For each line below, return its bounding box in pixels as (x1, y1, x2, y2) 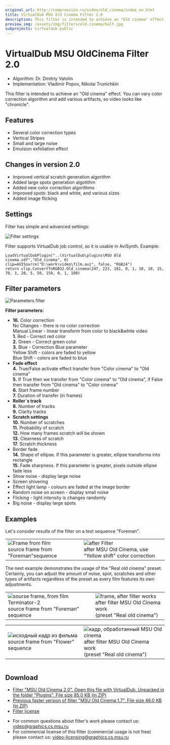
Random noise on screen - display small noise (12, 489, 109, 495)
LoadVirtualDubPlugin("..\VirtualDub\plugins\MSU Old (5, 253, 121, 258)
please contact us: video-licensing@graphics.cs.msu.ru (12, 734, 129, 740)
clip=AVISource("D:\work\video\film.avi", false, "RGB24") (5, 262, 133, 267)
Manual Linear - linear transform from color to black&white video (12, 328, 148, 334)
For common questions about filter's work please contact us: (12, 718, 140, 724)
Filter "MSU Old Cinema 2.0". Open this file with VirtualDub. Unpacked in (12, 686, 164, 692)
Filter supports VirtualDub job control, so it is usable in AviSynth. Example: (5, 243, 160, 249)
